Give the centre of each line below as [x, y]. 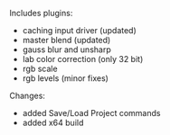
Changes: [27, 95]
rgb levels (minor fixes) [65, 78]
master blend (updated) [66, 40]
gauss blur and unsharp [66, 49]
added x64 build [53, 122]
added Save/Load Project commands [91, 113]
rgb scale [40, 68]
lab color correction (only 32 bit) [83, 59]
